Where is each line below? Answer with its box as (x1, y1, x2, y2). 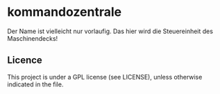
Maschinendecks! (7, 34, 58, 42)
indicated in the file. (7, 80, 64, 88)
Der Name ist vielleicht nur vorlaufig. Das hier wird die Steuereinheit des (7, 27, 214, 35)
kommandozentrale (7, 4, 122, 20)
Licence (7, 55, 43, 66)
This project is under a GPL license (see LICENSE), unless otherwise (7, 73, 203, 81)
